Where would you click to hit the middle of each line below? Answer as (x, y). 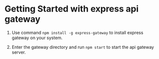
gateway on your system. (37, 38)
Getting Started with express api (72, 9)
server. (19, 52)
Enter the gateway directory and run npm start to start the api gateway (83, 47)
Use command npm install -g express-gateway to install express (78, 32)
